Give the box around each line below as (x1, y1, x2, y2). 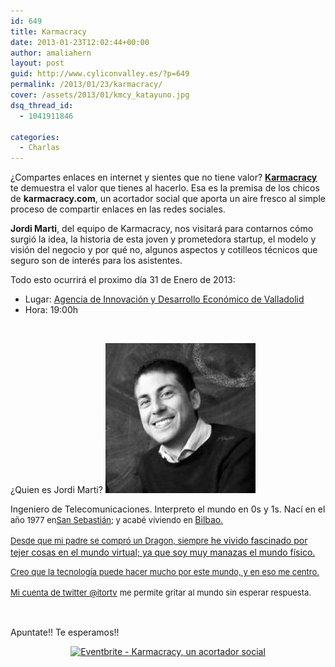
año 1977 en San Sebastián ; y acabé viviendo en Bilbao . (10, 514, 223, 526)
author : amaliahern (10, 48, 92, 58)
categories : (10, 132, 60, 142)
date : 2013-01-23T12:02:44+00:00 (10, 37, 150, 47)
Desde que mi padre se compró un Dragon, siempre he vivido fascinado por (10, 535, 308, 547)
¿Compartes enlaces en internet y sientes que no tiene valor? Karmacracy (10, 171, 318, 184)
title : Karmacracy (10, 26, 87, 37)
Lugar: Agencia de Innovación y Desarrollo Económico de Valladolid (24, 293, 305, 305)
